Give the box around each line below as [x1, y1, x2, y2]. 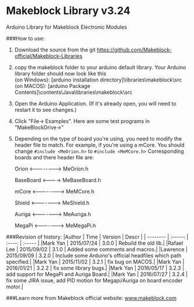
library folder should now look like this [14, 70, 106, 77]
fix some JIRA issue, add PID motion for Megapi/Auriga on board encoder [6, 277, 183, 284]
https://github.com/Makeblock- [96, 46, 172, 53]
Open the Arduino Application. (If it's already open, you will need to [14, 100, 176, 107]
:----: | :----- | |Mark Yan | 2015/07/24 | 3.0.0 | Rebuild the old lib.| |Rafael [6, 239, 183, 247]
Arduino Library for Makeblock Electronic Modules [6, 23, 127, 30]
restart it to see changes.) [14, 106, 77, 113]
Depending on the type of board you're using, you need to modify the [14, 135, 182, 142]
